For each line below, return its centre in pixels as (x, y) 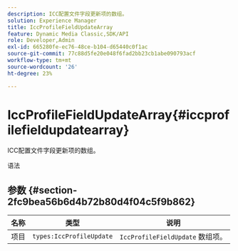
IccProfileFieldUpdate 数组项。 (174, 237)
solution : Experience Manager (52, 21)
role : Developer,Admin (41, 41)
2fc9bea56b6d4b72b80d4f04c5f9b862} (102, 202)
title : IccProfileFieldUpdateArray (60, 27)
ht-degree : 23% (30, 73)
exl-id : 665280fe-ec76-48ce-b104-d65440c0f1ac (78, 47)
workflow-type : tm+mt (40, 60)
